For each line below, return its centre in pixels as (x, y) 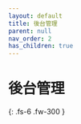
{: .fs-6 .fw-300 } (37, 112)
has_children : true (41, 46)
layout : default (35, 16)
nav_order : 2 (30, 38)
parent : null (30, 31)
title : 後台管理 (33, 24)
